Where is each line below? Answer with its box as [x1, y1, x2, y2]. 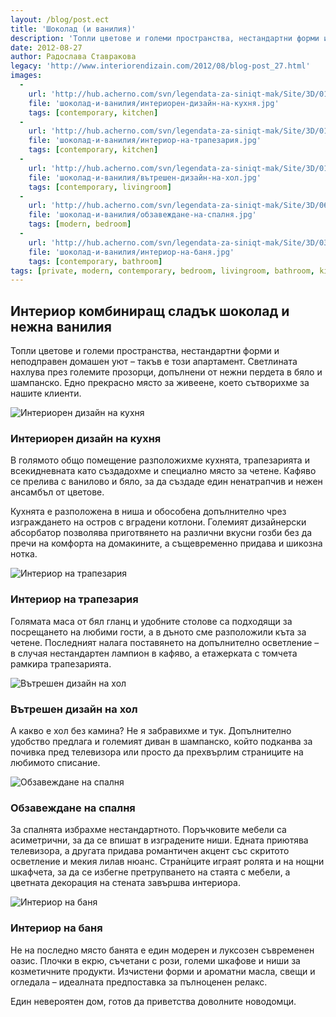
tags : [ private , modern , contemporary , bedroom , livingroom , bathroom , [10, 266, 315, 276]
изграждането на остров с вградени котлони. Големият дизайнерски [10, 516, 307, 528]
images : [10, 71, 43, 81]
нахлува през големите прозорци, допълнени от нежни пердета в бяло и [10, 366, 323, 378]
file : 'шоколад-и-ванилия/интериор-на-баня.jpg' [28, 247, 235, 257]
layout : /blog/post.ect [10, 14, 110, 25]
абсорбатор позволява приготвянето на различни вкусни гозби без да [10, 527, 313, 539]
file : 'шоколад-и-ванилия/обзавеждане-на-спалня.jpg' [28, 210, 257, 220]
